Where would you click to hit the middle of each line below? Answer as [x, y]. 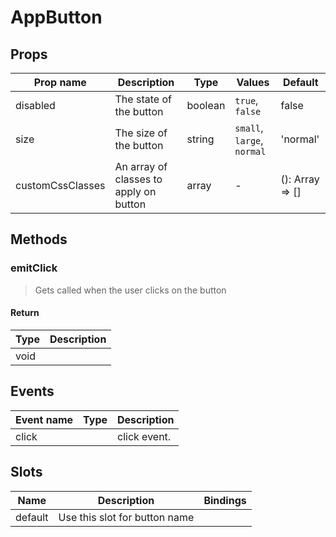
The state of [143, 99]
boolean [206, 105]
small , [249, 128]
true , [246, 100]
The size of [141, 133]
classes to [138, 179]
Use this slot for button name [126, 517]
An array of [141, 166]
